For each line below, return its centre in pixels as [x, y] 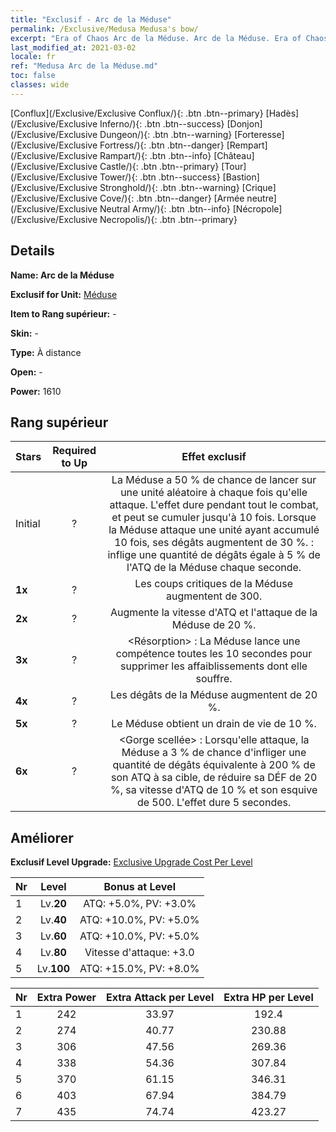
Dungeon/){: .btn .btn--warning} [166, 134]
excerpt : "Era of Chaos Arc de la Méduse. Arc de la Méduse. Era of [156, 38]
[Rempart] [247, 145]
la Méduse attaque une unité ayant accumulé [214, 530]
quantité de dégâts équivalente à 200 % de [214, 765]
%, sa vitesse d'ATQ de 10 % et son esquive [213, 790]
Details [32, 251]
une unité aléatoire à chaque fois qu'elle [214, 493]
